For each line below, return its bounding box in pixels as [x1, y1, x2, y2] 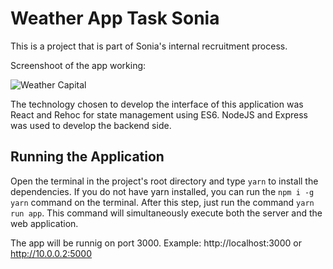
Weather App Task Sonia [10, 7, 220, 30]
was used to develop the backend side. [10, 119, 172, 131]
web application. [10, 217, 79, 229]
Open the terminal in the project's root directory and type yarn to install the [10, 175, 319, 187]
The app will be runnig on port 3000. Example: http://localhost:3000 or [10, 237, 302, 249]
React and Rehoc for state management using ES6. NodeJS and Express [10, 108, 309, 121]
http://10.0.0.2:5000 [10, 247, 93, 259]
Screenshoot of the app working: [10, 59, 147, 71]
